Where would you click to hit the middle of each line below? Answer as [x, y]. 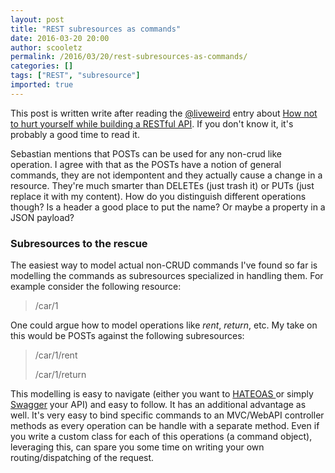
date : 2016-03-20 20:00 [60, 38]
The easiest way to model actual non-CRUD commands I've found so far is [164, 265]
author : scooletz [46, 47]
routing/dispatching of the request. [82, 458]
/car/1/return [60, 375]
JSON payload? [42, 217]
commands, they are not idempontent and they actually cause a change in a [166, 175]
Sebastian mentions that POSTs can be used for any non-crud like [146, 153]
